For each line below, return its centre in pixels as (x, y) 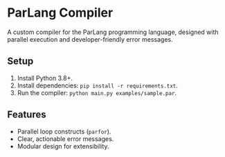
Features (27, 115)
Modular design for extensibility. (63, 146)
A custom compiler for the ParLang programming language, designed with (113, 32)
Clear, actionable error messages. (65, 139)
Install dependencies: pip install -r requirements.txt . (98, 85)
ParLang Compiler (60, 13)
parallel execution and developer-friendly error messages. (90, 39)
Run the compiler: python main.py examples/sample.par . (97, 92)
